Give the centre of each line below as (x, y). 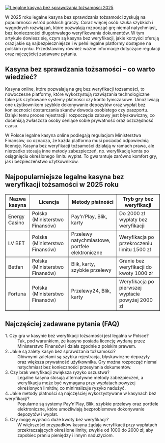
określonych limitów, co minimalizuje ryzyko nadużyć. (72, 388)
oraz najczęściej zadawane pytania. (41, 54)
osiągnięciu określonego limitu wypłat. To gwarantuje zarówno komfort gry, (81, 156)
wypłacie (129, 294)
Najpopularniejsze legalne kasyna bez (65, 177)
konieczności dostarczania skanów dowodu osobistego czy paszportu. (77, 110)
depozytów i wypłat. (38, 414)
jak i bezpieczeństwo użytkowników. (42, 161)
